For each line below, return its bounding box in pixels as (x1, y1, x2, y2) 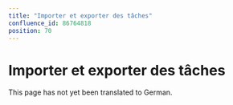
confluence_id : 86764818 (8, 19, 92, 27)
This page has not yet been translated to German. (8, 87, 173, 97)
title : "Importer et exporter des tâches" (8, 11, 153, 20)
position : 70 (8, 26, 52, 34)
